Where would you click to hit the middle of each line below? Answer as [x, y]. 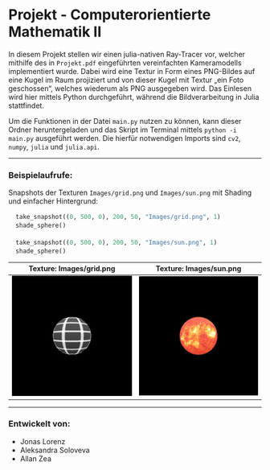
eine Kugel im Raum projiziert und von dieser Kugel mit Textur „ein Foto [126, 80]
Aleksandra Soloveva [55, 450]
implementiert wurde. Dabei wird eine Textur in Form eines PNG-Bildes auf [132, 71]
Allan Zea [36, 458]
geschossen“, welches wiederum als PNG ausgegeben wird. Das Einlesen [130, 88]
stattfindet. [26, 105]
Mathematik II [55, 32]
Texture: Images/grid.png [72, 269]
